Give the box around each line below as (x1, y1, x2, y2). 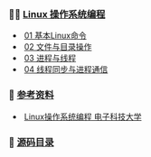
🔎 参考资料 (8, 88, 55, 101)
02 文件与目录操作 (24, 42, 92, 52)
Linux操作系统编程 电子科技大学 (24, 111, 142, 122)
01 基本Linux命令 (24, 30, 87, 42)
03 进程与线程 (24, 52, 77, 64)
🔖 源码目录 (8, 135, 55, 148)
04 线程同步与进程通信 (24, 64, 109, 75)
